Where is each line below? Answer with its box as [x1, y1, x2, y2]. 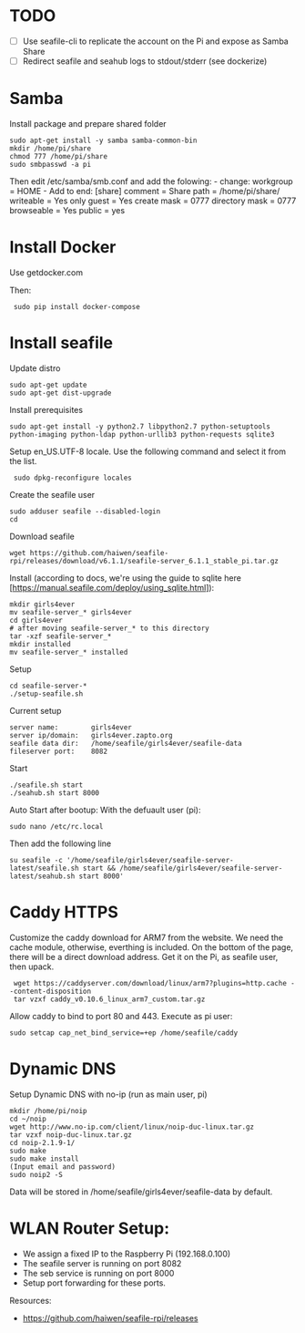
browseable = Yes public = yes [9, 205, 126, 215]
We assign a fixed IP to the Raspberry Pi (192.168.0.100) [22, 1248, 231, 1259]
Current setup [9, 705, 62, 716]
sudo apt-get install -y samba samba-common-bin [9, 136, 198, 145]
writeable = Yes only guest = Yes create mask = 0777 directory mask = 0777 [9, 195, 297, 206]
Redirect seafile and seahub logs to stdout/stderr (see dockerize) [22, 56, 268, 67]
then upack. [9, 961, 55, 972]
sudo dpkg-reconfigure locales [13, 473, 132, 482]
